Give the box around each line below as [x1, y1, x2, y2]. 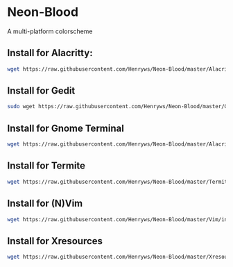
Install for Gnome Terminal [7, 122, 125, 134]
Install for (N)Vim [7, 198, 83, 209]
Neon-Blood [7, 4, 78, 20]
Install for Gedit [7, 85, 76, 97]
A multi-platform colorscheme [7, 27, 93, 35]
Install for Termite [7, 160, 85, 172]
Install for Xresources [7, 235, 103, 247]
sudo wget [7, 103, 36, 110]
